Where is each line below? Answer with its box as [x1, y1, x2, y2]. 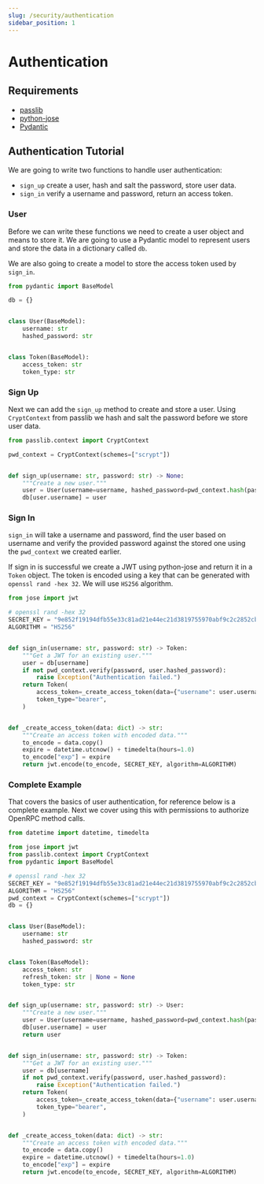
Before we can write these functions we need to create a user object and [8, 226, 244, 236]
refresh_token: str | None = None [22, 973, 135, 981]
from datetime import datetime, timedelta [8, 829, 149, 837]
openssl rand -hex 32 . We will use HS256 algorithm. [8, 579, 174, 588]
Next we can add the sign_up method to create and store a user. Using [8, 404, 236, 414]
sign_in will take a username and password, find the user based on [8, 530, 226, 540]
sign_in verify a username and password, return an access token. [19, 189, 233, 199]
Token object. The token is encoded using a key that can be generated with [8, 570, 250, 580]
